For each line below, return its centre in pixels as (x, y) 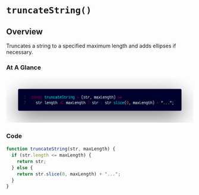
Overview (25, 32)
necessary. (20, 52)
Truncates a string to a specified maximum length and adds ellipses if (91, 46)
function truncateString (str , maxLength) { (61, 149)
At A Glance (24, 67)
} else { (22, 168)
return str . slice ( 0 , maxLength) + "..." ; (69, 174)
